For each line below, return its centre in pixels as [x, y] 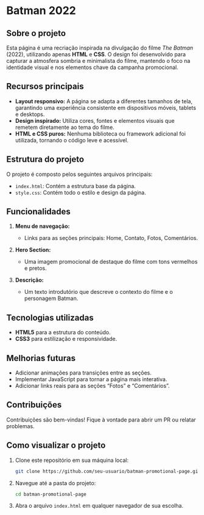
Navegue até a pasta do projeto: [55, 483]
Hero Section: [33, 250]
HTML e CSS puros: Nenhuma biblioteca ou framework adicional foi [100, 133]
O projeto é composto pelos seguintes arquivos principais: [79, 174]
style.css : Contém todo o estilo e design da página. [80, 192]
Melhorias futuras [41, 358]
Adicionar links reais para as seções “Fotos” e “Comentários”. [92, 386]
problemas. [20, 426]
